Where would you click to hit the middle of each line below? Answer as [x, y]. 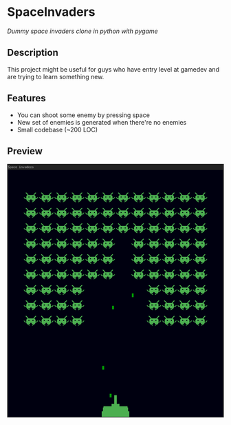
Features [26, 98]
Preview [25, 151]
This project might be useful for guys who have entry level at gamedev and [113, 69]
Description [33, 53]
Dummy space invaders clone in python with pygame [82, 31]
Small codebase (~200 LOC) [57, 129]
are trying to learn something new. [56, 76]
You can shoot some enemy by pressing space [83, 115]
